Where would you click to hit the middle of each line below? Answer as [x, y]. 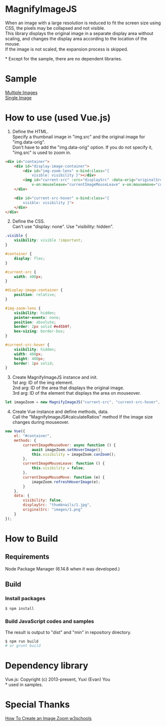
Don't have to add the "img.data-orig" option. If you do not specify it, [83, 147]
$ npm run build [22, 641]
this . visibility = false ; [58, 468]
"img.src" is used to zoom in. [42, 153]
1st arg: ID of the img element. [43, 383]
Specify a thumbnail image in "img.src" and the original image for [79, 137]
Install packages [25, 598]
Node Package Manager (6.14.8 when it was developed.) [62, 569]
